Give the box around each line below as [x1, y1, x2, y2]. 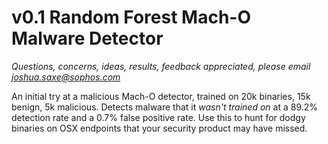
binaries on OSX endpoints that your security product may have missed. [11, 122, 308, 134]
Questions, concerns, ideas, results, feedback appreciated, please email [11, 60, 311, 72]
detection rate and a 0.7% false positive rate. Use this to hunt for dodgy [11, 111, 306, 123]
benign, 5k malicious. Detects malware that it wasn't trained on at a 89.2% [11, 101, 319, 113]
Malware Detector [11, 27, 164, 50]
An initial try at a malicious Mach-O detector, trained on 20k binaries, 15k [11, 90, 311, 102]
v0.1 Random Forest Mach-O [11, 6, 252, 29]
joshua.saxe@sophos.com [11, 71, 121, 83]
